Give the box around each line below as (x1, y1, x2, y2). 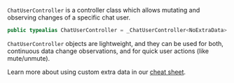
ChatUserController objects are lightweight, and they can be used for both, (7, 39, 224, 47)
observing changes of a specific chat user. (7, 13, 131, 22)
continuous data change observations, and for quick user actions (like (7, 47, 209, 55)
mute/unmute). (7, 54, 50, 62)
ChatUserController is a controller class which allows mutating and (7, 6, 200, 14)
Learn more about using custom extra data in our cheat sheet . (7, 68, 186, 76)
